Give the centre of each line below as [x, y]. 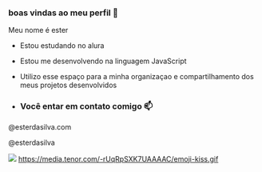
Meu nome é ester [38, 30]
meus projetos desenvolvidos [68, 85]
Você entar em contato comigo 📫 [86, 106]
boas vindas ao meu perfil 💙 [63, 13]
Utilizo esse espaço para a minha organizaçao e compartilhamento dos [137, 77]
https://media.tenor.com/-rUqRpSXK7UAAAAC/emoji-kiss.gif [118, 158]
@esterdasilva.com [40, 126]
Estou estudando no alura [62, 46]
